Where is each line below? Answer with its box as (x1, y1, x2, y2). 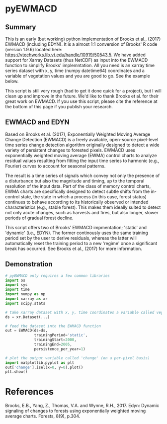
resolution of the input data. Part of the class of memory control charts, (5, 183, 151, 189)
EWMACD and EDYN (5, 118, 70, 127)
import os (5, 278, 26, 283)
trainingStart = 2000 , (34, 338, 77, 342)
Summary (5, 23, 36, 31)
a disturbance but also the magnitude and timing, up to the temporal (5, 177, 145, 184)
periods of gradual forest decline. (5, 215, 74, 221)
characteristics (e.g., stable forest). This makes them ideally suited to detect (5, 204, 161, 210)
